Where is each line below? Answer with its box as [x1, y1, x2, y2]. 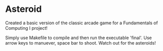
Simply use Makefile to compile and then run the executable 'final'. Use [5, 35, 152, 41]
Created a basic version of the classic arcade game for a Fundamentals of [5, 20, 158, 26]
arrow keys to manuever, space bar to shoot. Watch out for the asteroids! [5, 40, 156, 46]
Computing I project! [5, 25, 48, 31]
